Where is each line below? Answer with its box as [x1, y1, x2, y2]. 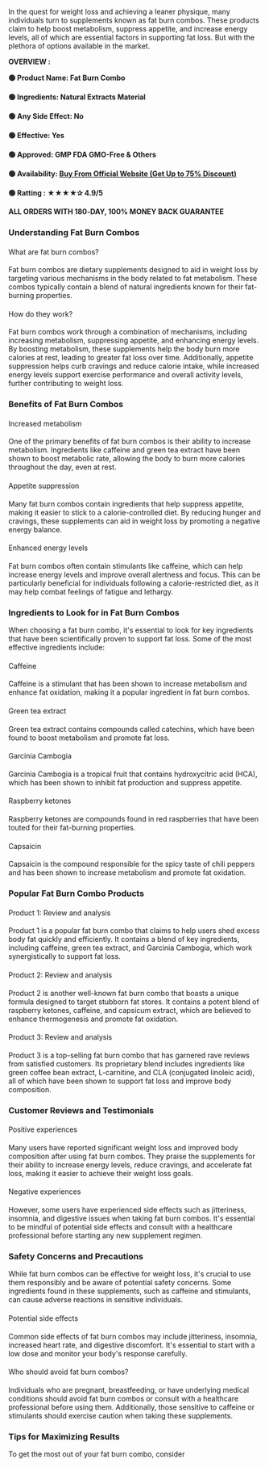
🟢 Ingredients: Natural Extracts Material [8, 92, 147, 102]
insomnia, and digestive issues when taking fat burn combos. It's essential [8, 1213, 255, 1223]
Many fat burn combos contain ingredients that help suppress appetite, [8, 498, 244, 508]
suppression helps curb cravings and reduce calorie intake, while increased [8, 361, 259, 371]
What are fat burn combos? [8, 246, 99, 257]
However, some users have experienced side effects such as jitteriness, [8, 1205, 247, 1215]
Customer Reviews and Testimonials [8, 1104, 155, 1116]
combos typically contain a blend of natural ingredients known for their [8, 282, 244, 292]
